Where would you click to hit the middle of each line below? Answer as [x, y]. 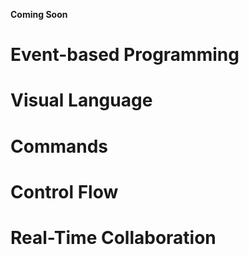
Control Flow [64, 191]
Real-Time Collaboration [113, 237]
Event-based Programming [125, 55]
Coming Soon [39, 14]
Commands [59, 146]
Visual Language [81, 100]
